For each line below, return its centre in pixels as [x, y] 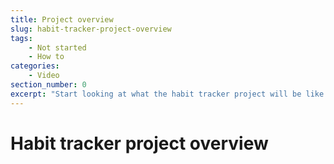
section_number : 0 [48, 85]
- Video [44, 76]
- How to [46, 57]
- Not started [57, 47]
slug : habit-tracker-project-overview [91, 29]
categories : [35, 66]
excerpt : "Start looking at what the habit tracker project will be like [167, 94]
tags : [21, 38]
